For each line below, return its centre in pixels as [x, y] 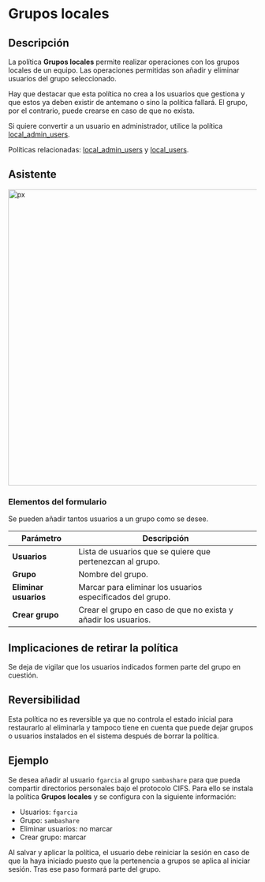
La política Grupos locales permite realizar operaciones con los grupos [124, 62]
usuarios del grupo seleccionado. [62, 79]
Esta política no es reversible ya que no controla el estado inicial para [121, 719]
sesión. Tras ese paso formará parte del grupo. [85, 869]
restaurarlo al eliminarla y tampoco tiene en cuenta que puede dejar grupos [131, 727]
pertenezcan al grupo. [119, 561]
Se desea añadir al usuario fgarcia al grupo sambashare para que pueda [124, 779]
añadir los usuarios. [115, 620]
